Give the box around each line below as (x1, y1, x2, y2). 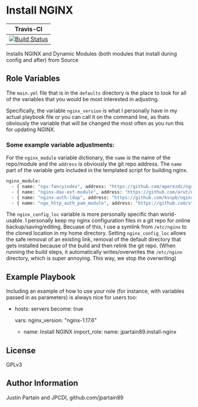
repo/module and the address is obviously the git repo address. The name (6, 160, 182, 167)
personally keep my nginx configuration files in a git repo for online (28, 217, 190, 224)
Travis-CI (14, 25, 43, 33)
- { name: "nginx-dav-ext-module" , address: (11, 189, 123, 195)
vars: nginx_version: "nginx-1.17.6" (14, 317, 97, 324)
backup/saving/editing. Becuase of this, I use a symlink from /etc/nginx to (6, 223, 187, 231)
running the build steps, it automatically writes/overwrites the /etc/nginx (6, 248, 183, 256)
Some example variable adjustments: (6, 140, 115, 148)
